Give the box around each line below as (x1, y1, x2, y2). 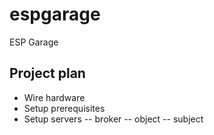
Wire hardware (23, 91, 86, 103)
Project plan (9, 65, 86, 82)
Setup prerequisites (23, 102, 106, 114)
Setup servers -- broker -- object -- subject (23, 113, 204, 125)
